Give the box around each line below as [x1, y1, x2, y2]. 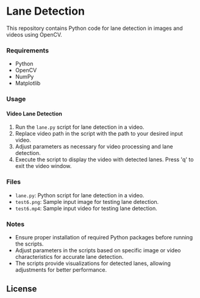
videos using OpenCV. [6, 31, 62, 38]
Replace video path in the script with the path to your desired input [15, 130, 183, 137]
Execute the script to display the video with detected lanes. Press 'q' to [15, 156, 194, 163]
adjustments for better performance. [15, 266, 107, 273]
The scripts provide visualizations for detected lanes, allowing [15, 260, 171, 267]
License [6, 284, 37, 294]
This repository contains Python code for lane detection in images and [6, 24, 183, 32]
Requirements [6, 46, 49, 54]
